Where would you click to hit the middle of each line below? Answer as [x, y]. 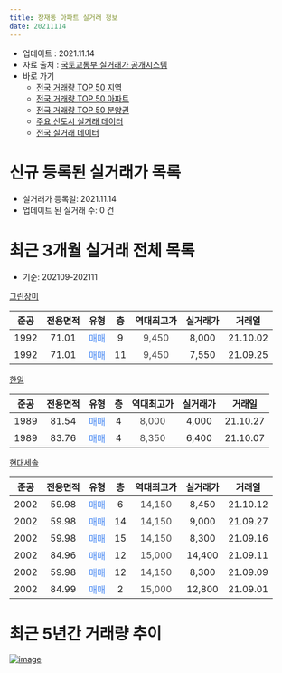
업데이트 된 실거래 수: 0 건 [68, 210]
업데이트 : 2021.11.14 [58, 53]
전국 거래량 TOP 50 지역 [79, 87]
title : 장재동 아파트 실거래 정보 [64, 18]
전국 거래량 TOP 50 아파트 [82, 98]
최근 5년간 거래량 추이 [86, 634]
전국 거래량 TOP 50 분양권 [82, 110]
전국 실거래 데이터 [67, 132]
